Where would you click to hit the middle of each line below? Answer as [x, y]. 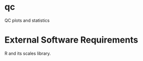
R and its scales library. [28, 53]
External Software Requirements [71, 40]
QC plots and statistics [27, 20]
